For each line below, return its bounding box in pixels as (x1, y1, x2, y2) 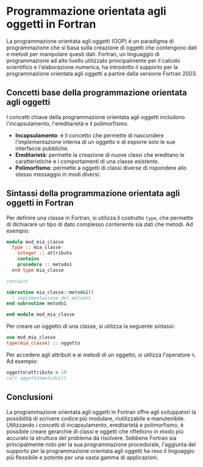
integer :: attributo (17, 250, 72, 256)
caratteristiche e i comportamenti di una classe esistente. (15, 157, 160, 165)
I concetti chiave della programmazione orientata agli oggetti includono (6, 113, 185, 120)
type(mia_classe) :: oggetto (6, 340, 80, 346)
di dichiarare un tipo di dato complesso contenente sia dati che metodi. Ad (6, 220, 193, 228)
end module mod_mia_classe (6, 311, 75, 318)
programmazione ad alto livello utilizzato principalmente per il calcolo (6, 57, 180, 64)
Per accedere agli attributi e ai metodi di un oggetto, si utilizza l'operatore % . (6, 351, 196, 358)
